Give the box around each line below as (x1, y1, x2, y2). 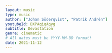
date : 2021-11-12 (5, 40, 42, 45)
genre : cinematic (5, 31, 42, 36)
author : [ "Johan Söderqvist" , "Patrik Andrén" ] (5, 17, 108, 22)
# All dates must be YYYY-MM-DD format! (5, 36, 92, 41)
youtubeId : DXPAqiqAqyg (5, 21, 56, 27)
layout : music (5, 7, 35, 13)
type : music (5, 12, 30, 17)
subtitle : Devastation (5, 26, 53, 31)
